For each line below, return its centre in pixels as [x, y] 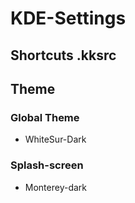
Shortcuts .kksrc [63, 55]
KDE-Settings [68, 18]
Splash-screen [47, 165]
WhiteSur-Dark [55, 139]
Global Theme [45, 117]
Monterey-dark [56, 187]
